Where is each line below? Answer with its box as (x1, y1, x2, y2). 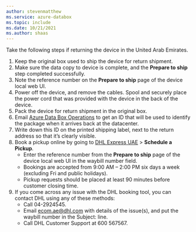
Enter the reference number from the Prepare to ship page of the (23, 151, 180, 158)
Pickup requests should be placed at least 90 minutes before (23, 176, 170, 183)
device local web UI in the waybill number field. (23, 158, 137, 165)
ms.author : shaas (6, 30, 49, 36)
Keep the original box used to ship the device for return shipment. (14, 58, 173, 65)
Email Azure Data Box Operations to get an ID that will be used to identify (14, 114, 191, 121)
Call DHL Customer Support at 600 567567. (23, 220, 128, 227)
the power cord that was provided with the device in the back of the (14, 95, 178, 103)
